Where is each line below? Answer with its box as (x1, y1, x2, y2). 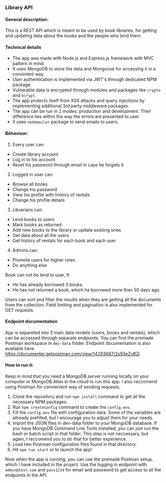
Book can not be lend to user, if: (5, 271, 71, 278)
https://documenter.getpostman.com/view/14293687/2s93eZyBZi (5, 351, 140, 357)
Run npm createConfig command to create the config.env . (12, 404, 131, 410)
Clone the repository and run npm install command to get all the (12, 393, 146, 399)
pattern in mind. (12, 60, 45, 66)
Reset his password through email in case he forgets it (12, 162, 124, 168)
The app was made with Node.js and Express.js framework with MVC (12, 55, 154, 61)
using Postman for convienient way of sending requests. (5, 384, 121, 390)
